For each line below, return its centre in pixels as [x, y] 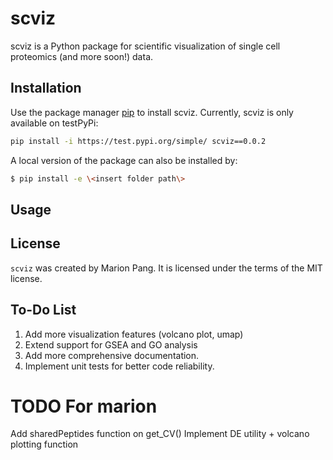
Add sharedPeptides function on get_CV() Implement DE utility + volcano [160, 434]
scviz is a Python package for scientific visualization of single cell [145, 46]
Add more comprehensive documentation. [112, 355]
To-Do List [43, 310]
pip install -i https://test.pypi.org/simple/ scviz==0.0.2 [138, 141]
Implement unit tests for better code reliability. [119, 366]
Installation [46, 88]
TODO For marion [84, 406]
